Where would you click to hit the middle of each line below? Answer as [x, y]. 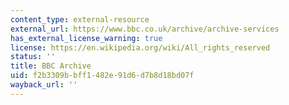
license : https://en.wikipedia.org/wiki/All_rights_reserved [140, 47]
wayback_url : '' [44, 85]
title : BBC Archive [51, 66]
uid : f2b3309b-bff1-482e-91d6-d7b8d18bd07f [102, 76]
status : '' [33, 57]
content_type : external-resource [80, 19]
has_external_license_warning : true [86, 38]
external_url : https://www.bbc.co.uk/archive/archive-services [145, 29]
